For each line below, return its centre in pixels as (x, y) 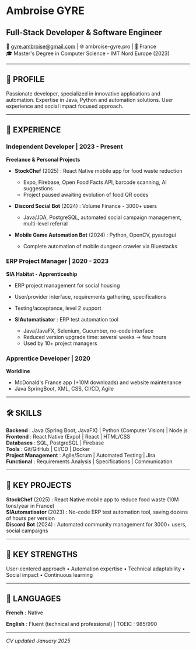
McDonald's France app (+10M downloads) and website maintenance (98, 382)
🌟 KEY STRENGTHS (42, 555)
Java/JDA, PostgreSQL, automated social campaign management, (102, 217)
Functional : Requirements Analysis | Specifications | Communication (90, 461)
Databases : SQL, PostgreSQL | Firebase (55, 443)
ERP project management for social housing (67, 285)
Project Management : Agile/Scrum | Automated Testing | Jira (81, 455)
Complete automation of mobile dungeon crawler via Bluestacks (100, 246)
